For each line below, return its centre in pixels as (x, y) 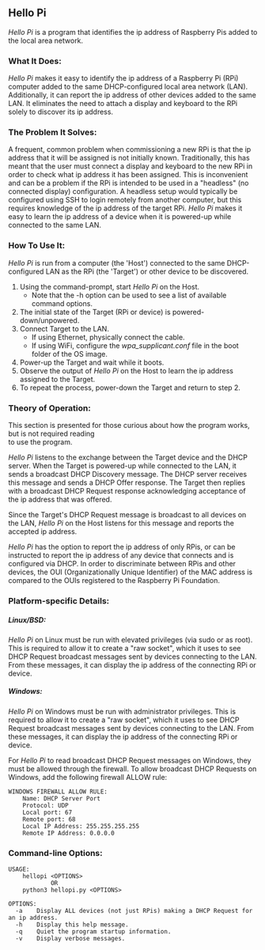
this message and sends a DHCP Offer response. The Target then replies (127, 483)
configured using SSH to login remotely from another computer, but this (125, 200)
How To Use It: (37, 246)
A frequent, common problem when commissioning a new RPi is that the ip (130, 150)
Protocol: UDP (45, 805)
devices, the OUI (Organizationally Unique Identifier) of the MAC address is (131, 572)
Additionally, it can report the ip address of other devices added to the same (132, 95)
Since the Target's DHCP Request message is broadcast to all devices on (127, 515)
